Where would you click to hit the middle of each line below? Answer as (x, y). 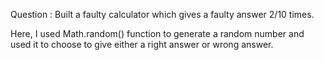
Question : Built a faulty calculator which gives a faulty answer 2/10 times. (162, 14)
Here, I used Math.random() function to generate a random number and (157, 33)
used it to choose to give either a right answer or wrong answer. (142, 44)
